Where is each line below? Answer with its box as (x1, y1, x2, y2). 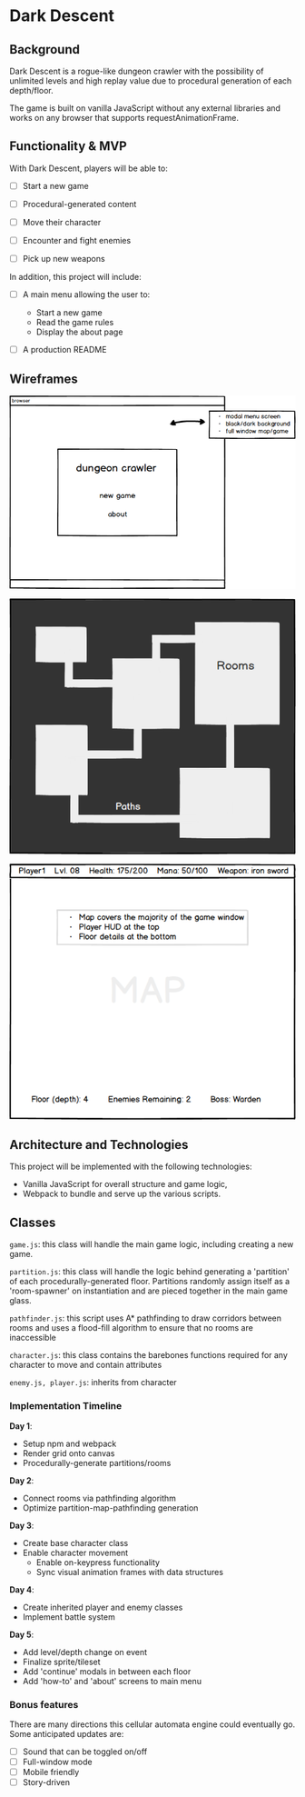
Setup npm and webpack (22, 1438, 117, 1449)
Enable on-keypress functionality (35, 1556, 161, 1568)
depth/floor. (9, 85, 54, 95)
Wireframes (9, 371, 79, 386)
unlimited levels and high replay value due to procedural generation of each (9, 75, 292, 86)
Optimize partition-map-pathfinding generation (22, 1502, 199, 1513)
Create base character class (22, 1537, 129, 1548)
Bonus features (9, 1698, 79, 1711)
